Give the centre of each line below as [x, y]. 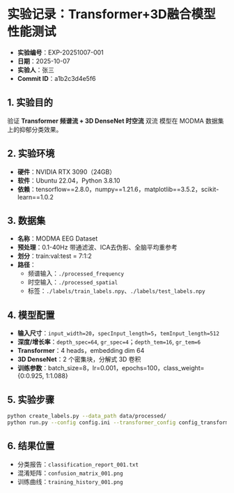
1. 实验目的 [30, 103]
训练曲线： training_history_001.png [70, 481]
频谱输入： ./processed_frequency [76, 273]
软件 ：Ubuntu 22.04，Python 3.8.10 [69, 180]
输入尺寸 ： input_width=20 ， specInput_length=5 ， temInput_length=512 [118, 333]
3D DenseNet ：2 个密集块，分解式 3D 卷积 [79, 359]
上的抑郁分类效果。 [35, 129]
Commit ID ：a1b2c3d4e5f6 [56, 78]
